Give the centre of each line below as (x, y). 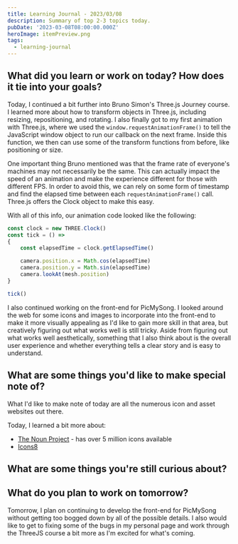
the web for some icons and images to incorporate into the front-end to (112, 315)
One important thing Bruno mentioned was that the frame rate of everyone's (119, 163)
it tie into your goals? (55, 87)
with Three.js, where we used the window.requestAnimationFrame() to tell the (119, 127)
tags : (15, 41)
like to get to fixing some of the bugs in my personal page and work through (118, 525)
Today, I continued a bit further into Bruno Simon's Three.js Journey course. (119, 104)
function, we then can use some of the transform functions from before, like (118, 142)
